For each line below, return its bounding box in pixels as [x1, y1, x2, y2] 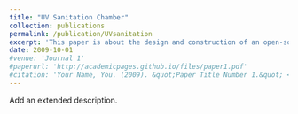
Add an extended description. [9, 95, 118, 105]
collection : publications [9, 21, 105, 30]
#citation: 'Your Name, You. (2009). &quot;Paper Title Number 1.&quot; [9, 71, 284, 80]
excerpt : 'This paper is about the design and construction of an [9, 37, 260, 47]
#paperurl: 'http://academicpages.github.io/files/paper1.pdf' [9, 63, 248, 72]
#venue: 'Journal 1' [9, 54, 86, 63]
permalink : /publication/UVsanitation [9, 29, 153, 38]
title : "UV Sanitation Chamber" [9, 12, 129, 22]
